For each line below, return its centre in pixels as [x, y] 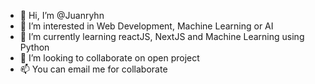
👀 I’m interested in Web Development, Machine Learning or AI [146, 26]
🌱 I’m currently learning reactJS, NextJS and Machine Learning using [162, 36]
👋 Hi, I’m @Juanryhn [62, 15]
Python [34, 47]
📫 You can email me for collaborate [93, 69]
